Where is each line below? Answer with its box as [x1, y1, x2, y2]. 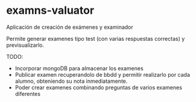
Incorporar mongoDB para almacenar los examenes [14, 64, 144, 72]
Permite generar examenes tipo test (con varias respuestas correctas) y [6, 35, 185, 42]
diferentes [14, 90, 41, 97]
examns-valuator [6, 4, 95, 17]
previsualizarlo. [6, 41, 44, 49]
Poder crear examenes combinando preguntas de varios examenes [14, 83, 183, 91]
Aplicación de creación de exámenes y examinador [6, 23, 134, 31]
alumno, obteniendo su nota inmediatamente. [14, 77, 128, 85]
